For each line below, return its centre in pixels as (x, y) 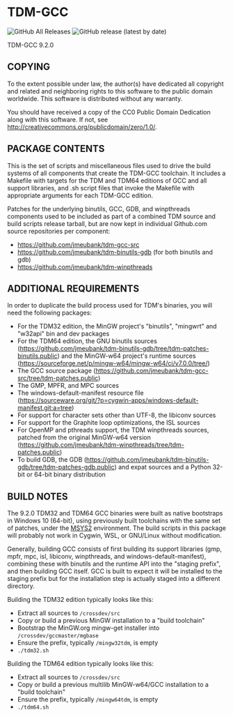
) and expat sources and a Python (163, 467)
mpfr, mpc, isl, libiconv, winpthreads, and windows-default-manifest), (107, 557)
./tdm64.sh (33, 708)
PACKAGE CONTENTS (56, 149)
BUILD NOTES (38, 496)
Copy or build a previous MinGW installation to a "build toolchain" (111, 621)
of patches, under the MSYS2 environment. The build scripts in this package (116, 528)
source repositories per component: (59, 231)
